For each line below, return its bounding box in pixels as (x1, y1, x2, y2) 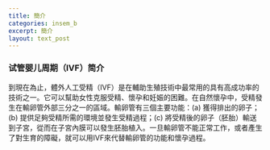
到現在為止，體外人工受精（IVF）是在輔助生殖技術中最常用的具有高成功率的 (8, 82, 260, 92)
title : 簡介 (8, 11, 46, 20)
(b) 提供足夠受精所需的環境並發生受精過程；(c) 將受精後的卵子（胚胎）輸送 (8, 112, 257, 122)
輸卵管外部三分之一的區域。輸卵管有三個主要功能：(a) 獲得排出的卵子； (22, 102, 260, 112)
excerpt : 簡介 (8, 27, 54, 35)
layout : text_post (8, 34, 70, 43)
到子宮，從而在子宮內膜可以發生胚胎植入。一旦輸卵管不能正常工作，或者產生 (8, 123, 263, 132)
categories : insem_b (8, 19, 78, 27)
